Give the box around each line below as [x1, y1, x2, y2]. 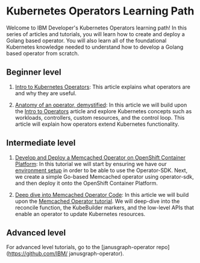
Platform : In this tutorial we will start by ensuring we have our [14, 160, 167, 167]
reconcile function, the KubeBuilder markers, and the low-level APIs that [14, 203, 195, 211]
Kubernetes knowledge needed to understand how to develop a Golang [6, 43, 184, 51]
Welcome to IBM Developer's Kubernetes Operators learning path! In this [6, 24, 187, 31]
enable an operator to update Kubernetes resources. [14, 210, 146, 217]
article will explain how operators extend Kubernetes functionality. [14, 120, 180, 128]
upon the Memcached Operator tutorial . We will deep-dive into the [14, 197, 180, 205]
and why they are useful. [14, 89, 77, 97]
